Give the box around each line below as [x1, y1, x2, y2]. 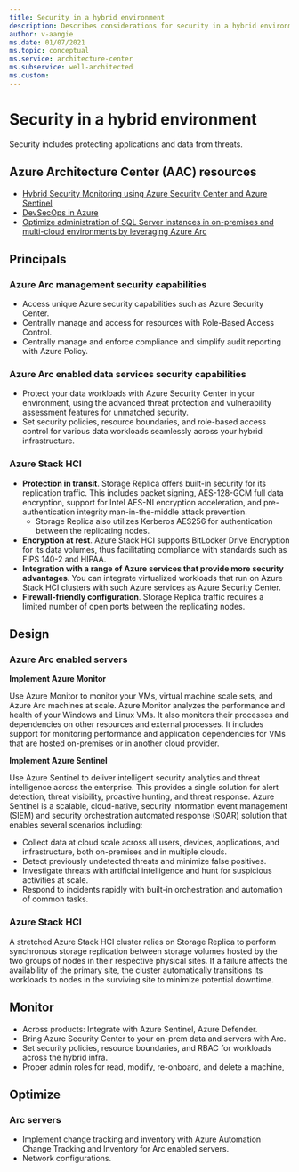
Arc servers [9, 1113, 61, 1126]
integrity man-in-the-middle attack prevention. [77, 506, 247, 517]
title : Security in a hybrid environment [9, 12, 166, 22]
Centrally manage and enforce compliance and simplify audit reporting [21, 336, 282, 347]
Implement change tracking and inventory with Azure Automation [21, 1134, 262, 1144]
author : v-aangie [9, 29, 74, 38]
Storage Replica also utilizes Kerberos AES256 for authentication [35, 515, 273, 526]
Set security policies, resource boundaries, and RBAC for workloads [21, 1042, 272, 1053]
